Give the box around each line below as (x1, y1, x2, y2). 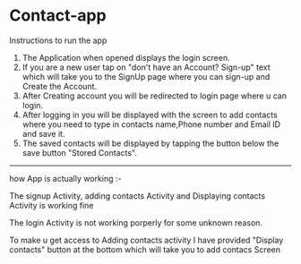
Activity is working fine (9, 200, 94, 210)
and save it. (21, 128, 65, 139)
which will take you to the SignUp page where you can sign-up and (21, 71, 271, 81)
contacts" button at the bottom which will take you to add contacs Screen (9, 243, 280, 255)
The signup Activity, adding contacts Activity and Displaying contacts (9, 190, 266, 201)
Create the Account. (21, 81, 97, 91)
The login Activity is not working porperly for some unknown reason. (9, 217, 262, 228)
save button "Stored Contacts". (21, 147, 137, 158)
